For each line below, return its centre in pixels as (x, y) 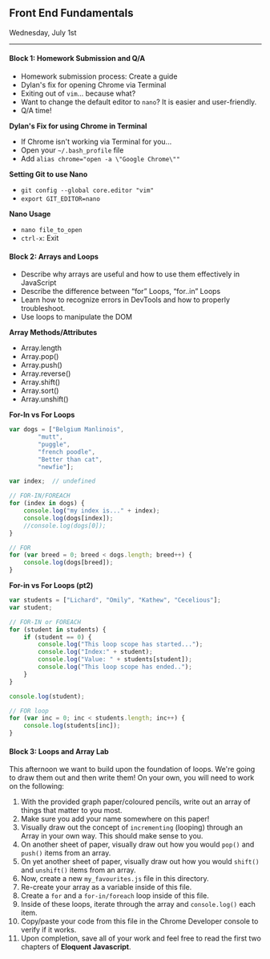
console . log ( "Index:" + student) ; (95, 652)
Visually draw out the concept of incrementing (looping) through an (132, 827)
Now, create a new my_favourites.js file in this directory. (115, 879)
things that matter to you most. (71, 810)
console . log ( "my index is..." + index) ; (92, 511)
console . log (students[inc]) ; (72, 726)
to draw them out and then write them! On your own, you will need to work (132, 777)
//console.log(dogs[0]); (65, 525)
